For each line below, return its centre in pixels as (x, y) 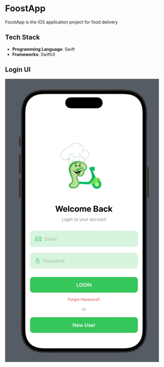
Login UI (18, 70)
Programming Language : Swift (43, 49)
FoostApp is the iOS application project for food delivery (61, 22)
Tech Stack (22, 37)
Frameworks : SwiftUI (33, 54)
